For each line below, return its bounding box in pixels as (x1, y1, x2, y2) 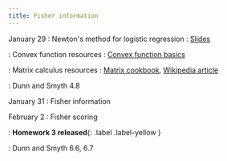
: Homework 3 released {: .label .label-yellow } (8, 127, 162, 137)
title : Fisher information (8, 11, 99, 20)
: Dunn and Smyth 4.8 (8, 80, 80, 90)
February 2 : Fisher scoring (8, 112, 98, 122)
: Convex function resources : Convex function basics (8, 49, 186, 59)
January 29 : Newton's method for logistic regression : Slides (8, 34, 211, 43)
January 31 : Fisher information (8, 96, 111, 105)
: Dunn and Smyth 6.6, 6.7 (8, 142, 94, 153)
